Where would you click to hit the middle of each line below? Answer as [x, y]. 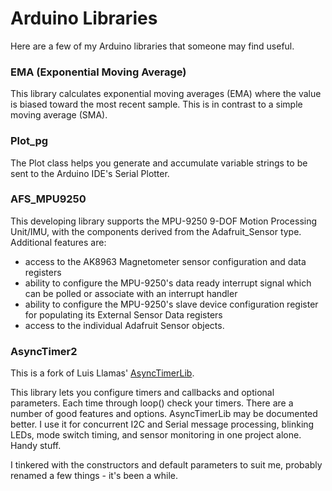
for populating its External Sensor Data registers [123, 314]
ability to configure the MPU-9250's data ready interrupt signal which [168, 283]
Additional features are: [58, 242]
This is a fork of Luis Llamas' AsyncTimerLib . [102, 373]
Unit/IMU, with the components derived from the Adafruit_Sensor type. [156, 231]
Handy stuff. [36, 446]
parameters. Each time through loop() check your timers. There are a [152, 403]
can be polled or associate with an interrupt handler [131, 293]
